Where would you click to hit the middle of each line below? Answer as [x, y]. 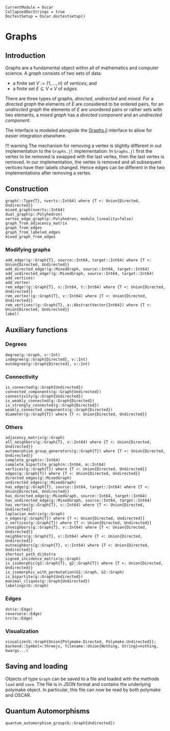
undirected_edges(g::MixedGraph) [41, 483]
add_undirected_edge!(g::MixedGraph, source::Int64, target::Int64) [80, 274]
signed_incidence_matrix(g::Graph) [43, 559]
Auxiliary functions [37, 330]
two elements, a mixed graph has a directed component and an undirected [84, 115]
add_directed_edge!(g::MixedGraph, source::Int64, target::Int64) [77, 269]
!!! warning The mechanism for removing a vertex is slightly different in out [83, 146]
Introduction [26, 56]
